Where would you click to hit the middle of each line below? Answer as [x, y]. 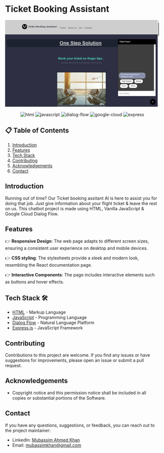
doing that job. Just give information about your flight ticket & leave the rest [81, 203]
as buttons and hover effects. [35, 282]
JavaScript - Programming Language [49, 318]
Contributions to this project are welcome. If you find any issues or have [78, 355]
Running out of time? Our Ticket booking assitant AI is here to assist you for [81, 198]
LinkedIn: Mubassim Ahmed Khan [46, 440]
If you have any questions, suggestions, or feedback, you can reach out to [80, 425]
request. [13, 365]
